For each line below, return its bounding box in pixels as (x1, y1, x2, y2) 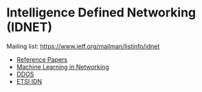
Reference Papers (16, 55, 68, 63)
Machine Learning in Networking (16, 62, 109, 71)
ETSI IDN (16, 77, 43, 85)
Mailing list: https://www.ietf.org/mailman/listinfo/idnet (6, 42, 160, 50)
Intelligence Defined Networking (6, 5, 197, 21)
